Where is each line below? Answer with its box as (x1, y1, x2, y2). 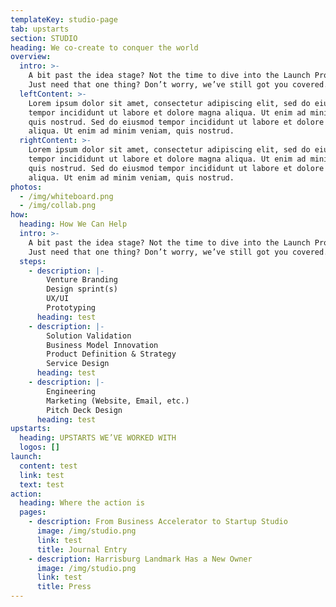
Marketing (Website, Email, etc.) (46, 396, 190, 406)
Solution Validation (46, 331, 132, 341)
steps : (19, 256, 47, 266)
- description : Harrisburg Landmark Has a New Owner (28, 554, 253, 564)
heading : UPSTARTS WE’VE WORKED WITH (19, 433, 177, 443)
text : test (19, 479, 65, 490)
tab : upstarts (10, 24, 70, 34)
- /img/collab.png (19, 201, 97, 211)
